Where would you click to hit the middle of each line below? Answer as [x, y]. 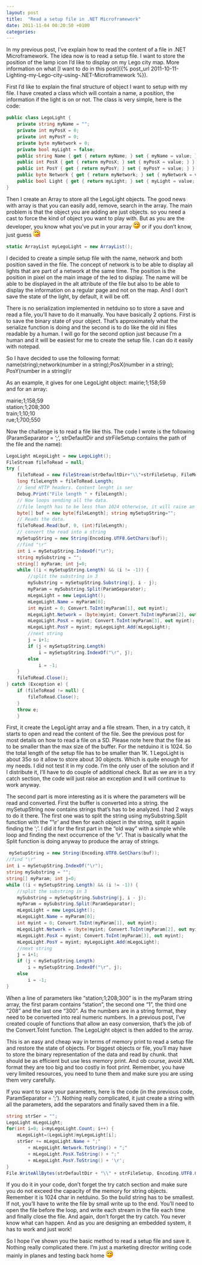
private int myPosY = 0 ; [48, 137]
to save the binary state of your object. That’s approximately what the [92, 321]
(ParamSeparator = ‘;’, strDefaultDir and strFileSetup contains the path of [96, 438]
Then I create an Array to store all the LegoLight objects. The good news [96, 199]
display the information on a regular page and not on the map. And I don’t [97, 290]
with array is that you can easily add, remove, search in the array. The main [99, 205]
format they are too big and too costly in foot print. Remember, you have [96, 1067]
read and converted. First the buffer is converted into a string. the [87, 803]
